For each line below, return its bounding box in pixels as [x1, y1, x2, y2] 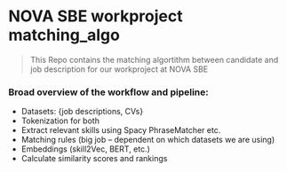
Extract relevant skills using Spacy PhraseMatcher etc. [20, 125, 221, 136]
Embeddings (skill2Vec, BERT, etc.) [20, 144, 150, 154]
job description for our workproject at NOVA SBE [29, 64, 209, 74]
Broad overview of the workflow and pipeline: [8, 86, 210, 98]
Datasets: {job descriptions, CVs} [20, 106, 144, 117]
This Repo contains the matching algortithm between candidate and [29, 54, 279, 65]
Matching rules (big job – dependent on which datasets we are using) [20, 135, 275, 145]
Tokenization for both [20, 115, 100, 126]
